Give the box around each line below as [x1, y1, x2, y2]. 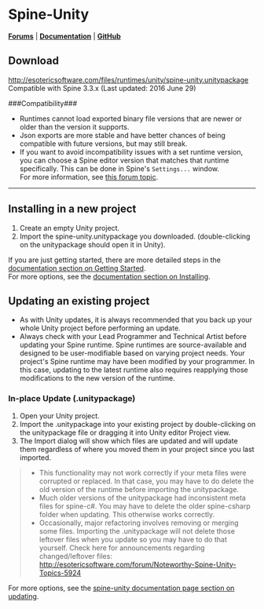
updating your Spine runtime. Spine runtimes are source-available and [19, 340, 247, 350]
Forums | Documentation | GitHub [8, 31, 121, 41]
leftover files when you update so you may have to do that [38, 534, 228, 544]
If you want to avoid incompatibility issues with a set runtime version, [19, 147, 244, 156]
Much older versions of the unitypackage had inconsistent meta [38, 493, 246, 502]
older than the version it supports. [19, 122, 130, 131]
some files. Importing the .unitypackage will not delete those [38, 526, 236, 535]
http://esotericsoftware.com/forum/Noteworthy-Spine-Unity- [38, 560, 236, 569]
